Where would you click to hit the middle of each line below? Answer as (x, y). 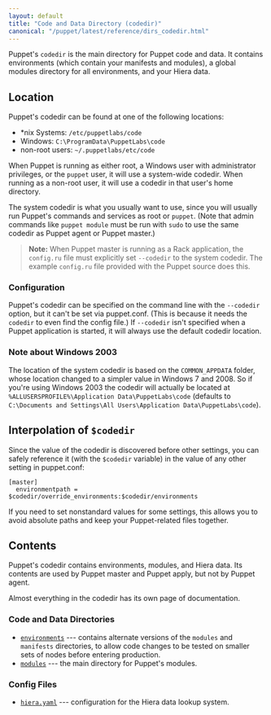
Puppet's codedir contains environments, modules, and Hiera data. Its (125, 565)
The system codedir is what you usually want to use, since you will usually (133, 208)
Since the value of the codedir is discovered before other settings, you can (134, 450)
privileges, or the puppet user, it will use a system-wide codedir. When (126, 174)
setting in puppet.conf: (47, 467)
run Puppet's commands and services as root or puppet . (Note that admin (131, 216)
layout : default (36, 16)
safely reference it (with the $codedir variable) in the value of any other (127, 458)
